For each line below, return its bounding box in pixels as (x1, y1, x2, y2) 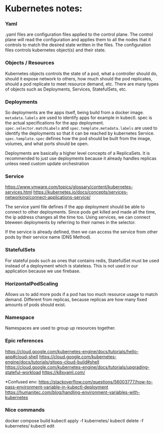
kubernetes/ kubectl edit (5, 423, 55, 429)
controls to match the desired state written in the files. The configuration (5, 42, 151, 48)
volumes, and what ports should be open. (5, 141, 89, 147)
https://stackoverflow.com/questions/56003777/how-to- (38, 379, 153, 385)
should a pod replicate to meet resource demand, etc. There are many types (5, 81, 159, 87)
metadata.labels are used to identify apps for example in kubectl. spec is (5, 115, 153, 120)
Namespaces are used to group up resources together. (5, 325, 116, 331)
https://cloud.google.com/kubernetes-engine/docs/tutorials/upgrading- (5, 364, 150, 370)
